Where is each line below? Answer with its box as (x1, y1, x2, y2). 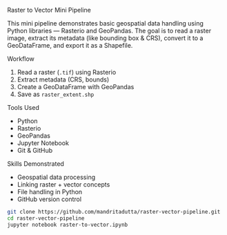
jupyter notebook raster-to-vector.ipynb (7, 221, 128, 228)
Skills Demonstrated (7, 160, 64, 168)
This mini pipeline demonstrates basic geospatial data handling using (7, 19, 204, 27)
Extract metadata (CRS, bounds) (17, 75, 110, 84)
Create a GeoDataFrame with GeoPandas (17, 83, 135, 91)
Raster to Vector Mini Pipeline (7, 6, 91, 14)
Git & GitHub (17, 147, 53, 154)
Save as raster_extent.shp (17, 90, 95, 98)
